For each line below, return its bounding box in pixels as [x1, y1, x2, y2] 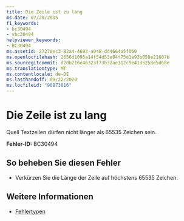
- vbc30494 [6, 32, 34, 38]
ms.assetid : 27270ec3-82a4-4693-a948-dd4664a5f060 [6, 49, 137, 55]
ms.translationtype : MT [6, 65, 67, 72]
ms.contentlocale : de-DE [6, 71, 69, 77]
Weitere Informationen [6, 192, 94, 202]
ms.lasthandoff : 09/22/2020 [6, 76, 78, 83]
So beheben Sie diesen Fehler [6, 158, 121, 168]
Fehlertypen [15, 208, 46, 215]
